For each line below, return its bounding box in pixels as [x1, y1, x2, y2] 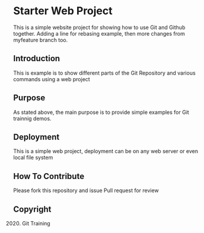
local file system [13, 154, 53, 161]
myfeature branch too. [13, 36, 68, 43]
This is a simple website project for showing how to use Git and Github [13, 24, 186, 31]
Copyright [13, 204, 52, 214]
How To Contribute [13, 171, 85, 181]
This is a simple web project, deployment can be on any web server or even [13, 148, 199, 155]
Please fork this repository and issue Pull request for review [13, 187, 160, 194]
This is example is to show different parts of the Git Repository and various [13, 69, 196, 76]
